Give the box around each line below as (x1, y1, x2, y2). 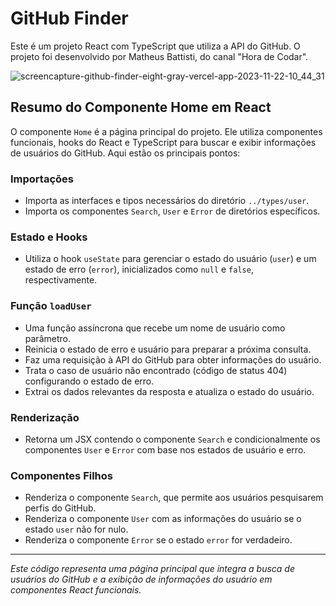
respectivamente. (24, 274, 98, 286)
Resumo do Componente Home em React (10, 99, 272, 116)
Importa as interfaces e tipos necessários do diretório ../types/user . (24, 195, 310, 207)
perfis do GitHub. (24, 502, 97, 514)
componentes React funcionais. (10, 584, 142, 596)
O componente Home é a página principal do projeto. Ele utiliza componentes (10, 125, 323, 137)
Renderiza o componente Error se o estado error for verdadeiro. (24, 534, 293, 546)
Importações (10, 172, 74, 186)
